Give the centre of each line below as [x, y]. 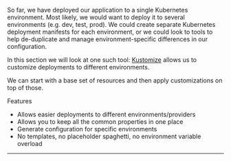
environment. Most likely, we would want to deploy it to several [96, 17]
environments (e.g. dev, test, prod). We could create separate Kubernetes [111, 24]
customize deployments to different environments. [78, 67]
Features [20, 101]
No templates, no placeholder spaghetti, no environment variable [109, 136]
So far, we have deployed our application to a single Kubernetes [98, 10]
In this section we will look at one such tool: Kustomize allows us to [102, 60]
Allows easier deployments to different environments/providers [106, 114]
